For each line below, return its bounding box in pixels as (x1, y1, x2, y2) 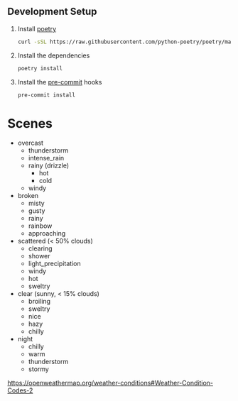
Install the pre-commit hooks (17, 77, 102, 86)
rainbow (28, 221, 53, 230)
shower (28, 252, 51, 260)
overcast (17, 138, 44, 148)
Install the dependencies (17, 51, 90, 60)
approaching (28, 229, 66, 238)
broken (17, 192, 39, 200)
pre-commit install (17, 92, 76, 99)
